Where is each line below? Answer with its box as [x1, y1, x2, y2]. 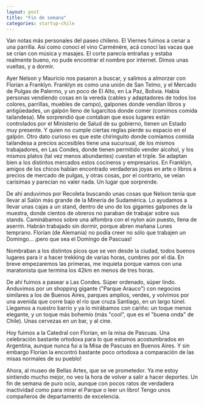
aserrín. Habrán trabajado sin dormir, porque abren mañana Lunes [6, 223, 172, 230]
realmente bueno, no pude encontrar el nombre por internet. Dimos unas [6, 56, 189, 64]
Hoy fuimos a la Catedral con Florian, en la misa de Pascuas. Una [6, 329, 170, 337]
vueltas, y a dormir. [6, 63, 55, 70]
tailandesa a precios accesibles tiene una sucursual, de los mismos [6, 140, 175, 147]
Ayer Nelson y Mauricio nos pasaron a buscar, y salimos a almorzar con [6, 74, 186, 82]
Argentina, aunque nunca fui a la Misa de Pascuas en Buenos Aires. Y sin [6, 342, 190, 349]
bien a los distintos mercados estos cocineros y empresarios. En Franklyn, [6, 159, 193, 166]
